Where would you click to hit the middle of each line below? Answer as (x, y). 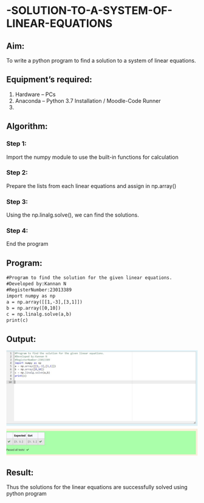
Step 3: (17, 201)
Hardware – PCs (35, 94)
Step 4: (17, 231)
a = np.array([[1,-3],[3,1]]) (45, 302)
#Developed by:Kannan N (36, 284)
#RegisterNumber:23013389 (39, 290)
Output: (21, 339)
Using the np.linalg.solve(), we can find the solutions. (73, 215)
